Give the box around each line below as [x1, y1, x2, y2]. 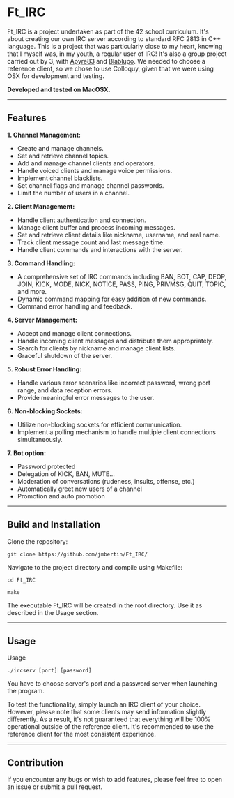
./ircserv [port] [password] [7, 667, 92, 674]
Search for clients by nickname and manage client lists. [17, 343, 176, 353]
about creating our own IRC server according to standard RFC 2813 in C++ [7, 34, 221, 43]
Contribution [7, 757, 64, 769]
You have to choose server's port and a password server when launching [7, 679, 217, 688]
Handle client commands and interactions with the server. [17, 245, 183, 253]
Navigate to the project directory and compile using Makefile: [7, 563, 183, 571]
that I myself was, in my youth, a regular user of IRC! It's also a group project [7, 50, 227, 58]
